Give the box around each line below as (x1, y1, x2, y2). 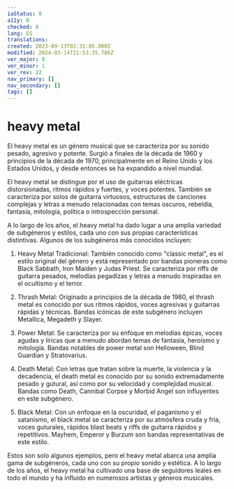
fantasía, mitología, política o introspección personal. (7, 207, 159, 216)
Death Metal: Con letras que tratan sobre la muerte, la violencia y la (17, 365, 212, 373)
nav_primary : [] (7, 75, 54, 83)
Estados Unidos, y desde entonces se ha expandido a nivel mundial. (7, 164, 204, 172)
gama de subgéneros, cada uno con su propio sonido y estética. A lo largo (7, 459, 221, 467)
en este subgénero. (17, 394, 74, 403)
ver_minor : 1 (7, 62, 45, 69)
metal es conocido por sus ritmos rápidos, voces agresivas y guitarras (17, 301, 220, 309)
